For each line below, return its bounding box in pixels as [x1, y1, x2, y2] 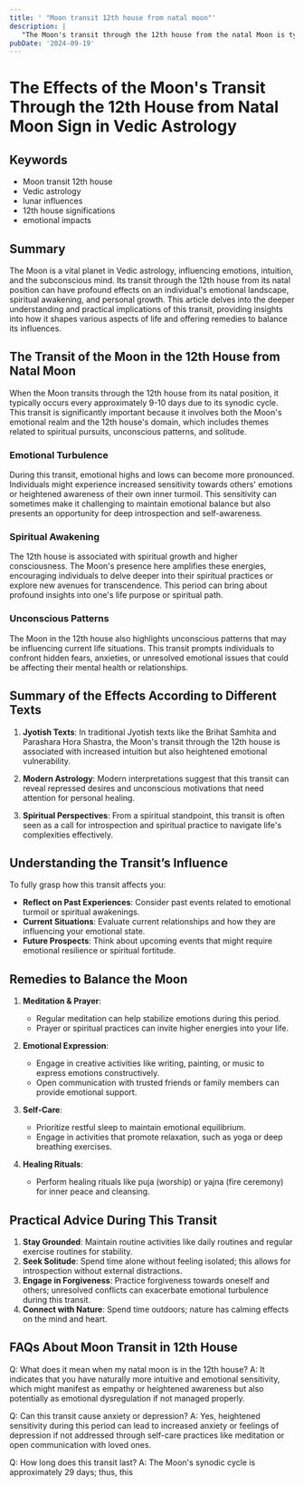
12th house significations [22, 205, 116, 216]
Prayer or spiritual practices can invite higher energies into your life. [35, 1022, 290, 1034]
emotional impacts [22, 215, 92, 226]
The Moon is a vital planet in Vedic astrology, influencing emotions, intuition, [9, 265, 294, 277]
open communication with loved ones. [9, 1439, 152, 1450]
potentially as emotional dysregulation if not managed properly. [9, 1393, 246, 1403]
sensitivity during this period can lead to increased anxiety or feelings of [9, 1420, 280, 1431]
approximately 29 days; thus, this [9, 1466, 134, 1477]
